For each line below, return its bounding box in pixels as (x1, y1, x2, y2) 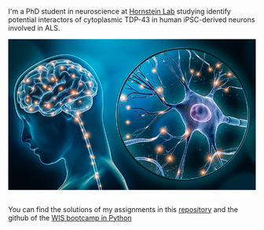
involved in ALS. (8, 24, 60, 32)
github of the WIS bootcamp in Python (8, 213, 132, 222)
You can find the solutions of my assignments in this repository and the (8, 204, 238, 214)
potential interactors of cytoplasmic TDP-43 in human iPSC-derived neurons (8, 15, 255, 24)
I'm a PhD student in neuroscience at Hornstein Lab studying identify (8, 7, 232, 16)
